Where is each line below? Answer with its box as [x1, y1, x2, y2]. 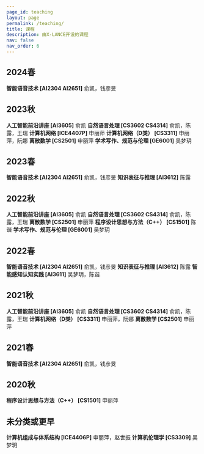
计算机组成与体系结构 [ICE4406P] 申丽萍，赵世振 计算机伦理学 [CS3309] [6, 434, 191, 441]
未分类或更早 [6, 416, 55, 427]
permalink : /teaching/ [6, 20, 64, 26]
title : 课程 [6, 26, 35, 32]
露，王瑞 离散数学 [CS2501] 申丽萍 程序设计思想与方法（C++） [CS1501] [6, 218, 190, 226]
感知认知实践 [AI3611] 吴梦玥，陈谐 [11, 270, 100, 278]
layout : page [6, 15, 40, 21]
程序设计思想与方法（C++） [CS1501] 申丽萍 [6, 397, 118, 404]
